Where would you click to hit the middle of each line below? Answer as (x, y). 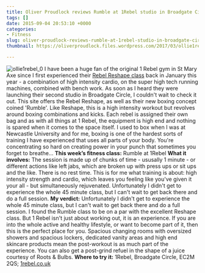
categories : (21, 29)
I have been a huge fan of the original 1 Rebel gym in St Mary (120, 68)
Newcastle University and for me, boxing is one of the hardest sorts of (95, 133)
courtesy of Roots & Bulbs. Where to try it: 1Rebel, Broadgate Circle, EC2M (101, 257)
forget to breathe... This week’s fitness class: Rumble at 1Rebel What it (96, 153)
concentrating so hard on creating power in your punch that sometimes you (101, 147)
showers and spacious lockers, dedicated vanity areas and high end (92, 237)
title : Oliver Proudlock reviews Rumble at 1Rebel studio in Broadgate (99, 12)
